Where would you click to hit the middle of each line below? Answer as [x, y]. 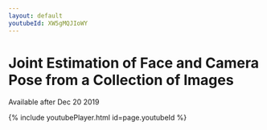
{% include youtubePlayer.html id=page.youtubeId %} [98, 118]
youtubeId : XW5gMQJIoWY [48, 23]
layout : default [35, 16]
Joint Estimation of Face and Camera [134, 63]
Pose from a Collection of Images [121, 80]
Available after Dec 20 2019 [54, 102]
